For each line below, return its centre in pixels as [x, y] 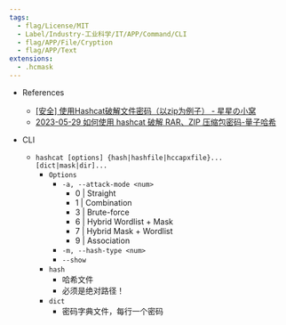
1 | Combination [103, 202]
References [43, 92]
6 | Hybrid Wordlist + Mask [124, 221]
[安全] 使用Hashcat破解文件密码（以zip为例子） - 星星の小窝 [146, 110]
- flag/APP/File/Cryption [65, 42]
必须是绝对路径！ [93, 290]
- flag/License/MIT [53, 26]
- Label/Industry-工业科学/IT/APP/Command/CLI [102, 34]
